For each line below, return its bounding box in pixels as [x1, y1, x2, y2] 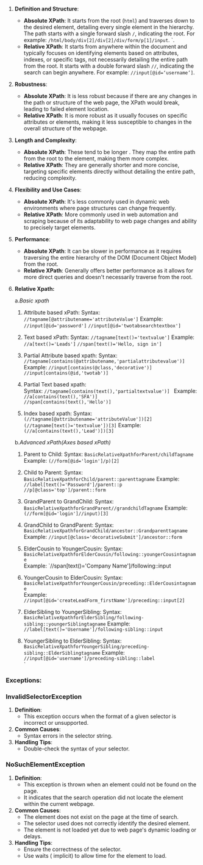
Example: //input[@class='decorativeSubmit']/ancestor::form [23, 533, 182, 540]
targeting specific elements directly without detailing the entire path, [23, 168, 196, 175]
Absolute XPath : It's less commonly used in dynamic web [23, 198, 169, 205]
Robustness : [14, 80, 48, 88]
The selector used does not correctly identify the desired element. [23, 819, 190, 827]
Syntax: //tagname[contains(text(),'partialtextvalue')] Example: [23, 387, 198, 394]
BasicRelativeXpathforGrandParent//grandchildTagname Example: [23, 504, 188, 511]
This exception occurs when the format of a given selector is [23, 713, 176, 720]
